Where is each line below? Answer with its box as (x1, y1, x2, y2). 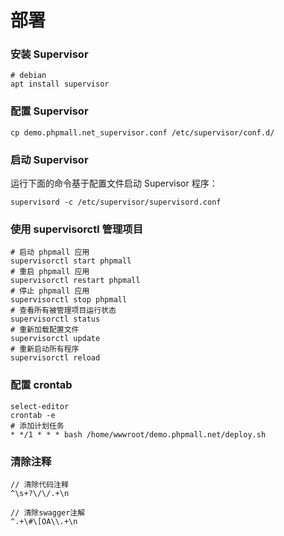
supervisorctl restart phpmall (10, 276, 141, 286)
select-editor (10, 401, 70, 411)
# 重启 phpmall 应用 (10, 267, 90, 277)
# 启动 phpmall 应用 (10, 247, 90, 258)
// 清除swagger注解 (10, 507, 86, 518)
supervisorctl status (10, 314, 101, 325)
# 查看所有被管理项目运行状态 (10, 306, 117, 316)
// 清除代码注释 (10, 479, 69, 490)
